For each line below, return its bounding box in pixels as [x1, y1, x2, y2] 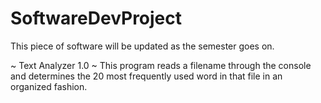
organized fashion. [10, 80, 88, 92]
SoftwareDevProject [10, 7, 183, 30]
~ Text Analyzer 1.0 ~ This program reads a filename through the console [10, 59, 312, 71]
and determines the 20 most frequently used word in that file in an [10, 70, 283, 82]
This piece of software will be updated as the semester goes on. [10, 40, 275, 52]
